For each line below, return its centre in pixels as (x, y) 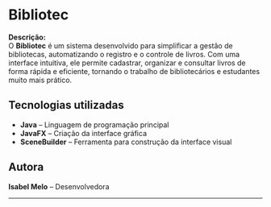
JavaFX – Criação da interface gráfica (83, 133)
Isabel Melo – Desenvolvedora (59, 186)
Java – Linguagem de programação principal (94, 124)
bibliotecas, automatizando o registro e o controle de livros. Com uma (124, 54)
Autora (26, 167)
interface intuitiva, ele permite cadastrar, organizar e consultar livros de (127, 63)
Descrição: (27, 37)
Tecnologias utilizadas (66, 105)
